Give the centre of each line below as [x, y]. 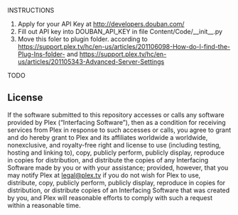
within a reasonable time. [44, 205]
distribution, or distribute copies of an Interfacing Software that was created [119, 190]
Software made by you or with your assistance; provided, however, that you [118, 167]
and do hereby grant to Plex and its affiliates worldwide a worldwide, [108, 137]
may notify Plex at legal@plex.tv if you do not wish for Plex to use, [104, 175]
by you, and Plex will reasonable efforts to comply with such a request [110, 197]
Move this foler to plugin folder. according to [82, 39]
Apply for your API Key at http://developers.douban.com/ [101, 24]
